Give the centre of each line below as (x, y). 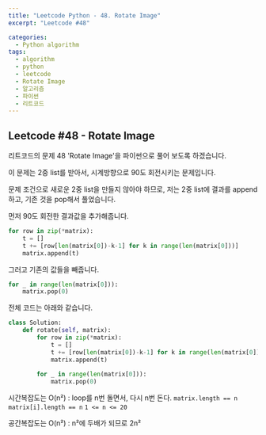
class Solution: (35, 323)
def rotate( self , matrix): (67, 330)
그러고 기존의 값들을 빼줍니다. (54, 269)
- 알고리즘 (30, 89)
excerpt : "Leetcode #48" (49, 23)
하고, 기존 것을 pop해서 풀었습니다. (62, 200)
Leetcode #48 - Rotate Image (82, 135)
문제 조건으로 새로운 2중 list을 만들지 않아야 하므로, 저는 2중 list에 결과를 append (133, 189)
